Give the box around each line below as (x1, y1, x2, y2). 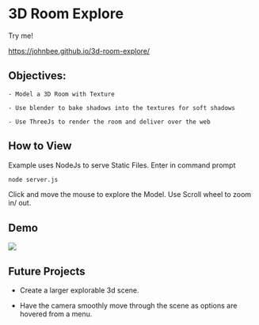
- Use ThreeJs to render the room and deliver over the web (8, 118, 211, 126)
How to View (8, 139, 72, 153)
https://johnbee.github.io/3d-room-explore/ (8, 46, 150, 55)
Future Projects (8, 264, 86, 278)
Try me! (8, 31, 33, 40)
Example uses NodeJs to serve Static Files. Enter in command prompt (8, 160, 236, 170)
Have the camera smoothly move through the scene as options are (19, 301, 238, 311)
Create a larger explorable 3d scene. (19, 285, 140, 295)
